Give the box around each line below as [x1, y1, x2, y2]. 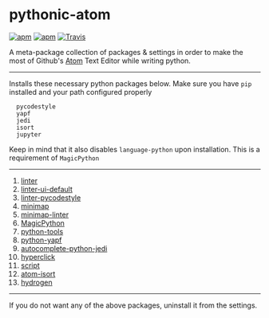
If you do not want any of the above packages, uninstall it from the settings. [9, 300, 258, 310]
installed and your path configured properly [9, 87, 152, 96]
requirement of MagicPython [9, 153, 100, 163]
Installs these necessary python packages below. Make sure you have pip [9, 78, 252, 88]
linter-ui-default [20, 184, 73, 194]
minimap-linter [20, 210, 69, 219]
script [20, 261, 41, 270]
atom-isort [20, 269, 56, 278]
